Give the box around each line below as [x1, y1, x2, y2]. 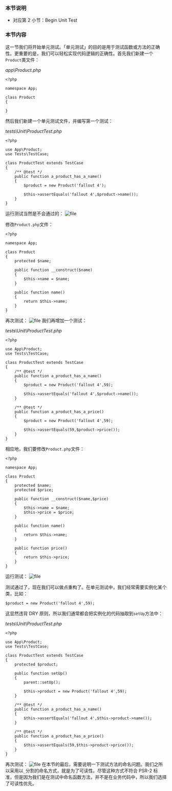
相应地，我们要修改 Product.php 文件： [5, 446, 84, 452]
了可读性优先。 [5, 780, 37, 786]
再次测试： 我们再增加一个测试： [5, 317, 87, 323]
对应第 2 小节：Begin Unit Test [12, 17, 78, 24]
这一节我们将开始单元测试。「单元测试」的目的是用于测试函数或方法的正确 [5, 44, 160, 50]
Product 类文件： [5, 56, 40, 63]
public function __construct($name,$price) [14, 496, 109, 502]
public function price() [14, 546, 68, 551]
